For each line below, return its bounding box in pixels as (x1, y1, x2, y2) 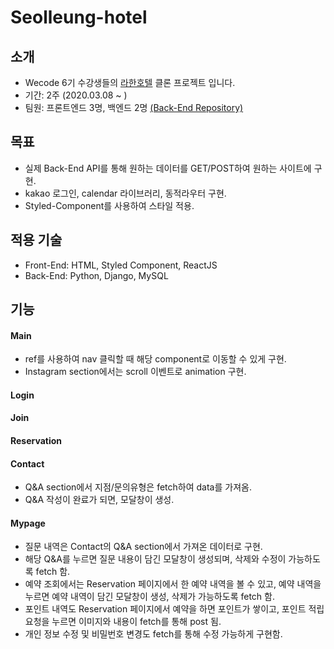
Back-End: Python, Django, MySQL (24, 269, 169, 281)
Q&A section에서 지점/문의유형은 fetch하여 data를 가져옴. (24, 481, 252, 493)
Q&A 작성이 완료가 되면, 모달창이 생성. (24, 494, 175, 506)
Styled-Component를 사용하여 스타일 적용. (24, 199, 195, 211)
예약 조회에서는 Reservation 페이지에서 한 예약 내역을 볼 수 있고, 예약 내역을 (24, 578, 322, 590)
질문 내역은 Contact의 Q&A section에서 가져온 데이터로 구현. (24, 541, 263, 553)
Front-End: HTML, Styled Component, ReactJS (24, 259, 218, 271)
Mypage (10, 517, 46, 529)
